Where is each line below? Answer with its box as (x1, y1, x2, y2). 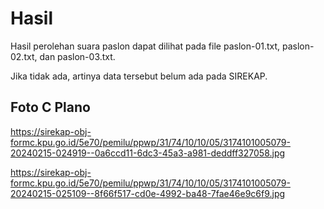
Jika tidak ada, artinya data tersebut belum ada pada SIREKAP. (10, 70, 268, 82)
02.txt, (10, 50, 38, 62)
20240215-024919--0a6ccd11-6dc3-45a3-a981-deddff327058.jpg (10, 147, 286, 159)
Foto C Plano (10, 99, 91, 116)
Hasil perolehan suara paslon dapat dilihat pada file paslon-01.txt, (10, 40, 281, 52)
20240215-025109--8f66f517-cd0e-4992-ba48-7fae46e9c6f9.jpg (10, 187, 286, 199)
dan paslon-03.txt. (39, 50, 116, 62)
